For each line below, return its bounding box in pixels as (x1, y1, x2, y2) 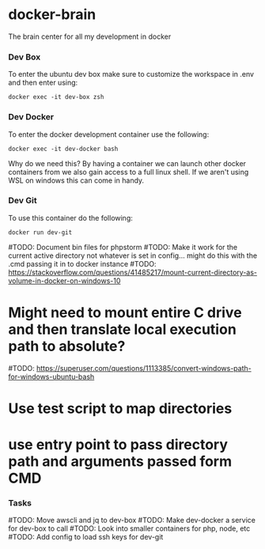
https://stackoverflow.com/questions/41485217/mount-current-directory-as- (8, 267, 258, 277)
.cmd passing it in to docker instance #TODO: (8, 259, 157, 268)
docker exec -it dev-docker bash (8, 145, 119, 153)
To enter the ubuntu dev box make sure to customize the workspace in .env (8, 70, 255, 79)
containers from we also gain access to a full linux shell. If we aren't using (8, 167, 249, 176)
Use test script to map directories (8, 399, 233, 417)
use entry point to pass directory (8, 436, 228, 454)
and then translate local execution (8, 320, 237, 339)
